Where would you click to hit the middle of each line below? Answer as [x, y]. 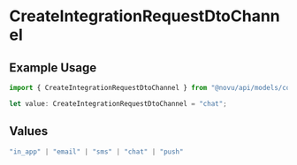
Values [29, 131]
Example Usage [53, 67]
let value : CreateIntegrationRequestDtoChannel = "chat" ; [118, 103]
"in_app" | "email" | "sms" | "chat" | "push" [96, 152]
